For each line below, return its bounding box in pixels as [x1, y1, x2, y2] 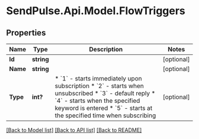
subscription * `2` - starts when [54, 82, 144, 90]
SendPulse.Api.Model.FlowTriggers [6, 4, 185, 18]
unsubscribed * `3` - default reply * [54, 89, 156, 97]
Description [89, 46, 123, 53]
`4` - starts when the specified [54, 96, 140, 105]
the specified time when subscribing [54, 111, 156, 119]
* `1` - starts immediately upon [54, 75, 142, 82]
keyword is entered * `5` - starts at [54, 104, 153, 112]
